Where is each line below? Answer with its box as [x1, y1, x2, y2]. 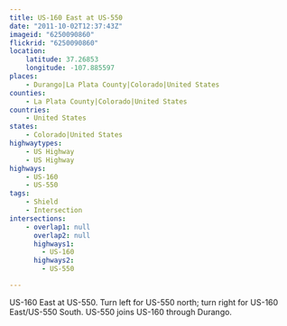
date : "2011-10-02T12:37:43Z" [9, 22, 124, 31]
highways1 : [32, 240, 75, 249]
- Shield [25, 197, 59, 207]
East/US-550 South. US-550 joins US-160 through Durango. [9, 306, 233, 317]
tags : [9, 189, 30, 198]
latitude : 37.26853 [25, 55, 99, 64]
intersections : [9, 213, 67, 223]
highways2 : [32, 256, 75, 266]
